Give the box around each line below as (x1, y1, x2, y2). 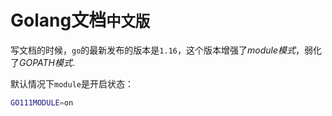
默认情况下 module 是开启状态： (10, 77, 134, 90)
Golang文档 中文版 (10, 9, 151, 32)
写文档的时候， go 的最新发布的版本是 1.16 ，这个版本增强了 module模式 (10, 44, 296, 56)
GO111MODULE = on (10, 97, 74, 108)
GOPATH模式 (19, 56, 73, 68)
